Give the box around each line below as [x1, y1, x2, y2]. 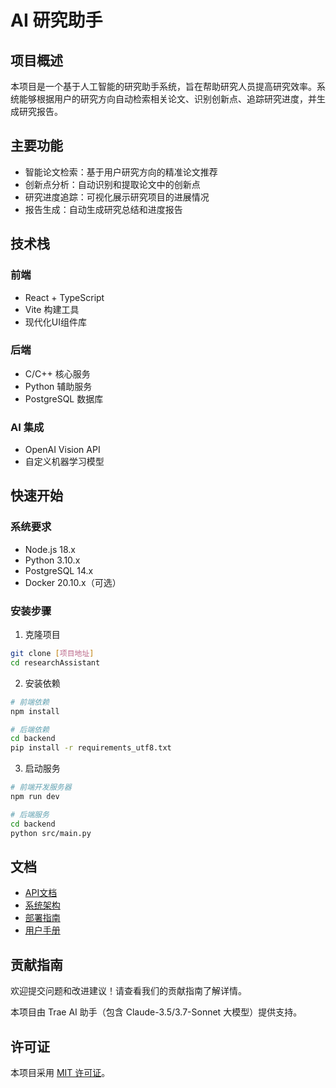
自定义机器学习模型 [24, 456, 105, 468]
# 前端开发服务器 [10, 782, 72, 793]
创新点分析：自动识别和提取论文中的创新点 [24, 178, 201, 190]
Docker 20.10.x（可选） [24, 576, 122, 588]
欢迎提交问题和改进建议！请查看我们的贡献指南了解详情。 [10, 985, 247, 997]
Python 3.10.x [24, 554, 81, 566]
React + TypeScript [24, 291, 105, 303]
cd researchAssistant [10, 657, 101, 668]
